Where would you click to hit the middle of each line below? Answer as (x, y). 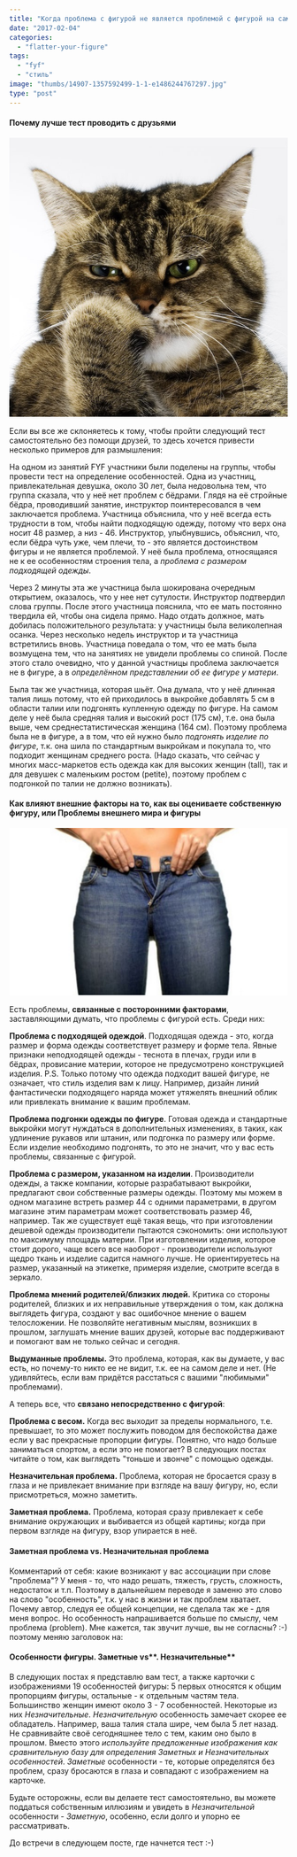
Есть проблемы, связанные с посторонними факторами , (119, 1010)
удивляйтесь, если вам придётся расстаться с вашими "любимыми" (139, 1378)
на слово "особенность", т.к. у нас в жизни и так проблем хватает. (135, 1599)
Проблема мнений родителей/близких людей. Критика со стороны (140, 1295)
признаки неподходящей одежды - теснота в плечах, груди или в (133, 1055)
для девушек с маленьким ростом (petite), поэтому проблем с (128, 774)
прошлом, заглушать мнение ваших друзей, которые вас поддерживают (147, 1332)
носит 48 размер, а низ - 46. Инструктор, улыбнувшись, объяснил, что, (145, 532)
